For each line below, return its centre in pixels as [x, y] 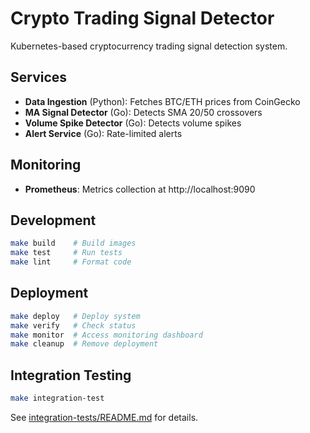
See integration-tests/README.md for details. [104, 417]
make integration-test [57, 398]
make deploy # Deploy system [75, 316]
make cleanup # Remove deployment [84, 344]
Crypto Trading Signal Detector [142, 18]
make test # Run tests [66, 253]
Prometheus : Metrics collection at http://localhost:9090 [140, 189]
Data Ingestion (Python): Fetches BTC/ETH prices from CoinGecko [162, 101]
